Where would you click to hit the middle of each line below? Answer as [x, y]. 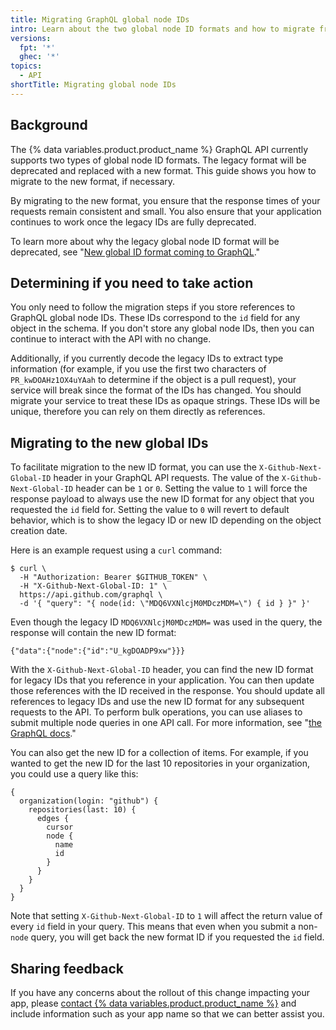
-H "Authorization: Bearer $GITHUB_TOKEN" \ [113, 577]
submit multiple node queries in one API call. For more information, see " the [166, 723]
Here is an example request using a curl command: [116, 550]
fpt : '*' [37, 47]
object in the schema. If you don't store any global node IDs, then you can [162, 328]
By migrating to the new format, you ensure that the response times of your [165, 200]
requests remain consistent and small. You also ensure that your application [166, 211]
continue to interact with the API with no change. [111, 339]
